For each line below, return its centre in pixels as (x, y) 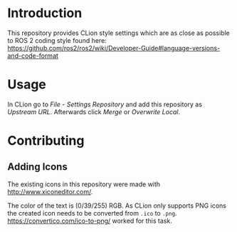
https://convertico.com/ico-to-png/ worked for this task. (90, 221)
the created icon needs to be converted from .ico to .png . (92, 213)
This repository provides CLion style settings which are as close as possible (118, 33)
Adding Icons (37, 167)
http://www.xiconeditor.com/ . (50, 191)
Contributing (46, 141)
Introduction (45, 13)
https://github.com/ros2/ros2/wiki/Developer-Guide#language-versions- (114, 48)
